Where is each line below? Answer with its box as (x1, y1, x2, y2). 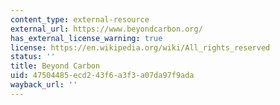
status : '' (10, 52, 56, 62)
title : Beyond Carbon (10, 61, 101, 71)
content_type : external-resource (10, 14, 150, 25)
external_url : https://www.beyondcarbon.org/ (10, 24, 203, 34)
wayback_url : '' (10, 80, 78, 90)
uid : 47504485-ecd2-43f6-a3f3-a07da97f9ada (10, 71, 195, 81)
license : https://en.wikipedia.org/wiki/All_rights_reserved (10, 42, 271, 53)
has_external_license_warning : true (10, 33, 163, 43)
